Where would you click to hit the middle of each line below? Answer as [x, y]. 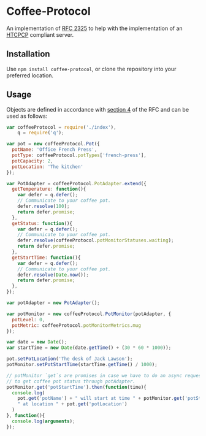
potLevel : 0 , [29, 319]
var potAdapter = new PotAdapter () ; [53, 303]
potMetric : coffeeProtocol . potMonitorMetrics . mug [76, 325]
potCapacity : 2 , [32, 161]
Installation [28, 54]
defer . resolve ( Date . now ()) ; [53, 275]
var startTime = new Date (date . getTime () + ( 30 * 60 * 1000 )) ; [89, 348]
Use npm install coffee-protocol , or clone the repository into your [91, 69]
